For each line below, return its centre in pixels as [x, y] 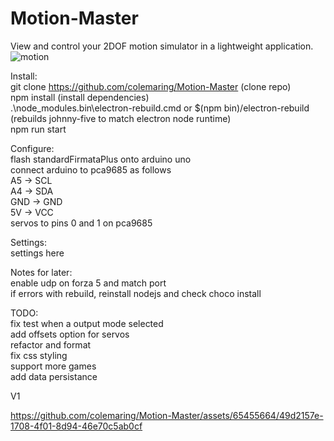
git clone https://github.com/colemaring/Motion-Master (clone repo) [151, 86]
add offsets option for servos [70, 334]
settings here [37, 253]
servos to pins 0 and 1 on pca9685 [81, 223]
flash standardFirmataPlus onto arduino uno [101, 159]
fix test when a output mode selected [87, 323]
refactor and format [51, 344]
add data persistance [54, 376]
